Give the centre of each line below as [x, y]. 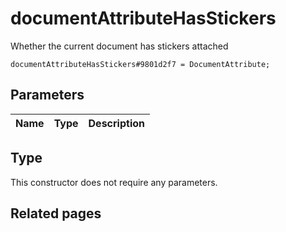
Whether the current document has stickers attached [119, 46]
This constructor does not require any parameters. [114, 182]
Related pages [56, 213]
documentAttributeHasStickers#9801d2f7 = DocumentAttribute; [140, 64]
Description [116, 123]
